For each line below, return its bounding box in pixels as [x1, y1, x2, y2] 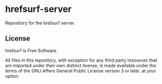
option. [5, 73, 20, 79]
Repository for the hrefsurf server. [5, 20, 76, 26]
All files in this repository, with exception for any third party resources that [5, 57, 158, 63]
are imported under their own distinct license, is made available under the [5, 62, 157, 68]
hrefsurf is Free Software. [5, 47, 58, 53]
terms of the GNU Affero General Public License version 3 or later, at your [5, 68, 157, 74]
